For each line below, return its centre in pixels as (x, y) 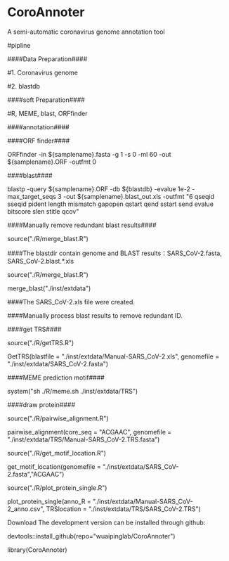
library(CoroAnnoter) (38, 550)
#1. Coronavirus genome (43, 72)
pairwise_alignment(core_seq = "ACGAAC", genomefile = (90, 432)
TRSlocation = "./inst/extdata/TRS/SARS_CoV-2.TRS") (124, 509)
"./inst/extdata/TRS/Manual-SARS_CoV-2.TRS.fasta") (84, 439)
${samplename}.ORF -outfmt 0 (52, 162)
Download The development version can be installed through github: (106, 522)
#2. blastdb (24, 86)
